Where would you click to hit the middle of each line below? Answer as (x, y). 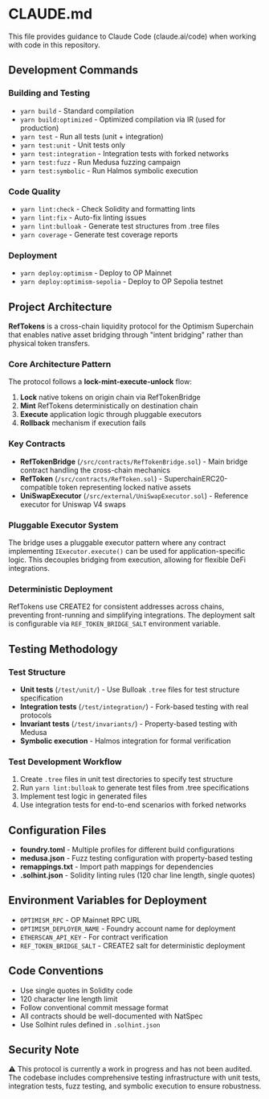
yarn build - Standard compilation (77, 110)
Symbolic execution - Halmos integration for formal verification (125, 741)
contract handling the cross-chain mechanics (95, 470)
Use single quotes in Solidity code (76, 990)
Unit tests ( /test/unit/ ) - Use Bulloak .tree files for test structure (130, 689)
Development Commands (73, 70)
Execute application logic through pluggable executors (111, 415)
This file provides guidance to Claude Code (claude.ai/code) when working (132, 36)
